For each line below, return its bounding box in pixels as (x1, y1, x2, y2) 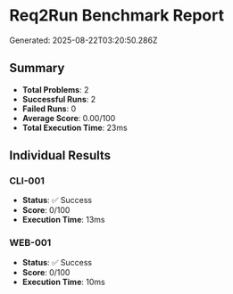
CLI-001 (9, 175, 45, 187)
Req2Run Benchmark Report (9, 5, 225, 26)
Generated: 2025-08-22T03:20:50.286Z (9, 35, 158, 45)
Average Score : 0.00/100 (21, 112, 116, 123)
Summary (9, 61, 65, 76)
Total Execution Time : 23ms (21, 122, 128, 133)
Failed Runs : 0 (21, 103, 77, 114)
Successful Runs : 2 (21, 94, 96, 104)
